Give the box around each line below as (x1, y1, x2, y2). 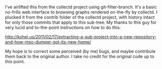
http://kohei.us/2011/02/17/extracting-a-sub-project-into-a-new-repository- (5, 34, 157, 40)
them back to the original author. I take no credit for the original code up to (5, 54, 155, 59)
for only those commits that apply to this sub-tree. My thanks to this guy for (5, 19, 157, 25)
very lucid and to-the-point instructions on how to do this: (5, 25, 121, 30)
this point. (5, 59, 25, 64)
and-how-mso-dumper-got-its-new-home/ (5, 39, 91, 45)
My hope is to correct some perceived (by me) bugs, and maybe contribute (5, 48, 156, 54)
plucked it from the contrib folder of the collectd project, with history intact (5, 14, 155, 20)
